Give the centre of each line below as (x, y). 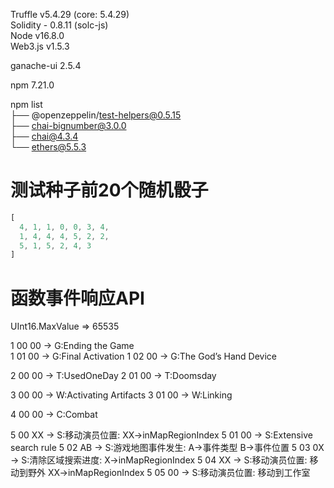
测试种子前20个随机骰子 (109, 190)
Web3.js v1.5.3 (40, 46)
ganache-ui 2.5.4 (46, 65)
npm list (26, 104)
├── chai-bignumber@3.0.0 (68, 125)
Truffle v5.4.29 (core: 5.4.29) (70, 14)
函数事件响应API (77, 298)
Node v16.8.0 (37, 35)
